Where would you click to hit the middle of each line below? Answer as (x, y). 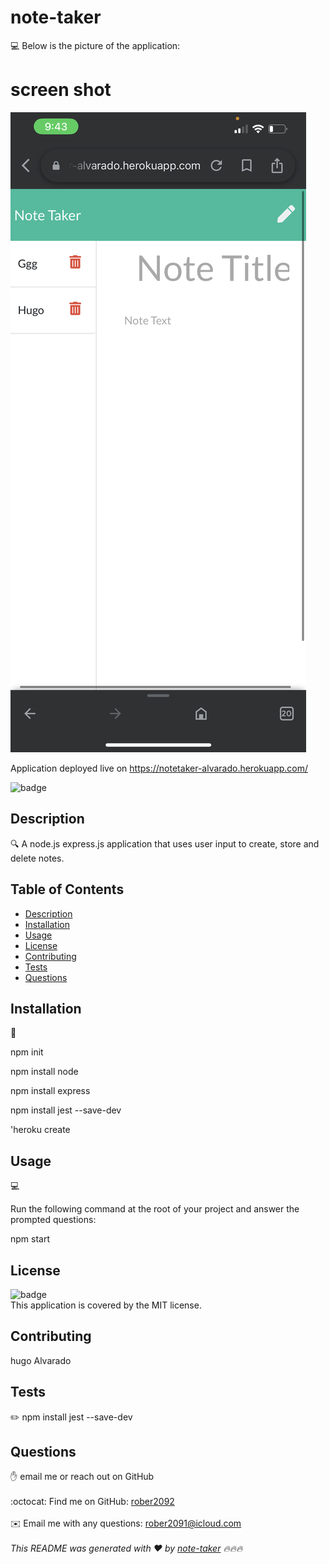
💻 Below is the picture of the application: (95, 45)
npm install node (44, 1072)
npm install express (50, 1091)
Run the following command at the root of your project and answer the (155, 1209)
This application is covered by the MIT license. (106, 1305)
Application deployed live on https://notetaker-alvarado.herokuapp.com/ (159, 768)
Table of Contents (67, 889)
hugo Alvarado (41, 1360)
